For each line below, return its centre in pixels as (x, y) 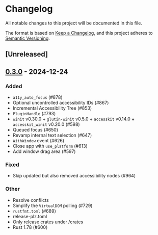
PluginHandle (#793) (34, 114)
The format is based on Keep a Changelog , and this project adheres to (79, 33)
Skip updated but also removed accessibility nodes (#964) (74, 176)
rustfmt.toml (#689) (34, 211)
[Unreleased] (27, 54)
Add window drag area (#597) (44, 151)
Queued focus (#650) (35, 130)
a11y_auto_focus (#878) (37, 97)
